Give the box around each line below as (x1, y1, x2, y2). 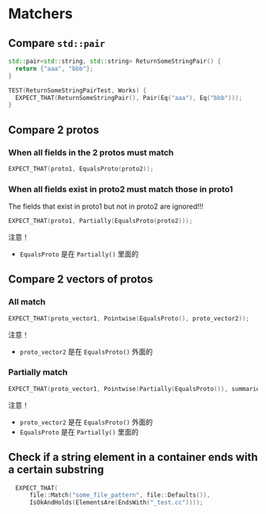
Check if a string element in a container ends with (8, 451, 258, 464)
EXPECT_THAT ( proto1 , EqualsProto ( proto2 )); (8, 164, 154, 173)
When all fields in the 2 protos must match (8, 147, 174, 158)
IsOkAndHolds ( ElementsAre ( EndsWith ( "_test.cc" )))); (28, 499, 203, 507)
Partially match (8, 366, 68, 378)
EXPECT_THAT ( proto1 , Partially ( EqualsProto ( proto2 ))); (8, 217, 193, 225)
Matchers (8, 5, 73, 23)
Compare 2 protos (8, 123, 100, 136)
